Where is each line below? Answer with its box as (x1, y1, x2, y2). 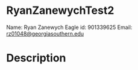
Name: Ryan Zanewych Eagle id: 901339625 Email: (6, 24, 133, 31)
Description (6, 51, 66, 65)
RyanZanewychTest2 (6, 4, 114, 17)
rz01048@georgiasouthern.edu (6, 30, 84, 37)
